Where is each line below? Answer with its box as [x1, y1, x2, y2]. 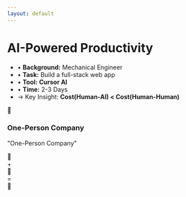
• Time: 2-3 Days [17, 85, 68, 94]
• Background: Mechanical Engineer [17, 63, 123, 71]
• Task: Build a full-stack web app [17, 70, 116, 78]
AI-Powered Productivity [7, 40, 153, 55]
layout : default [7, 10, 54, 17]
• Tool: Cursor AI [17, 78, 68, 86]
